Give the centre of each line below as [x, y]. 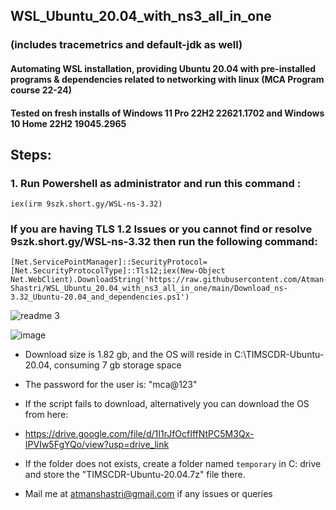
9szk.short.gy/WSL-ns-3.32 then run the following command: [164, 242]
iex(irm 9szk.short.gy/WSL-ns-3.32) [86, 204]
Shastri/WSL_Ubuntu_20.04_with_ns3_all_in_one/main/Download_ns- [149, 289]
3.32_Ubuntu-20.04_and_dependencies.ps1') [100, 297]
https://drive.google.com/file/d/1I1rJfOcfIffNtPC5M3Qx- [139, 434]
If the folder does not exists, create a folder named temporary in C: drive [173, 464]
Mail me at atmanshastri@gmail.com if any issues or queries [148, 494]
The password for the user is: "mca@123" [111, 385]
